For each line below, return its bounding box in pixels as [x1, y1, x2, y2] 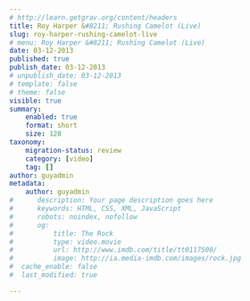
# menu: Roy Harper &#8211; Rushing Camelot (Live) [9, 38, 205, 47]
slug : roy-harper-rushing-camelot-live [9, 29, 158, 38]
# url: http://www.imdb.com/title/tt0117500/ [9, 246, 218, 255]
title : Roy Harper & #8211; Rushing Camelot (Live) [9, 21, 202, 30]
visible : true [9, 96, 62, 105]
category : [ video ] [25, 154, 94, 163]
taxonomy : [9, 138, 46, 146]
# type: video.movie [9, 238, 122, 247]
